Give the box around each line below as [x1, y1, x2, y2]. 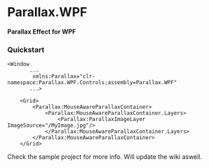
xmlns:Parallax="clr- [32, 73, 96, 80]
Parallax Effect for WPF [7, 27, 76, 36]
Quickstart [7, 45, 45, 55]
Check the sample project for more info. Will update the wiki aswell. [7, 153, 202, 161]
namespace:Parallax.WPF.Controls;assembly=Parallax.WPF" [7, 79, 177, 86]
